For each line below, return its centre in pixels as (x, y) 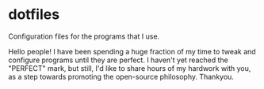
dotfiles (34, 15)
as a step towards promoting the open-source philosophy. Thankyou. (121, 76)
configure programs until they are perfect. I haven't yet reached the (118, 60)
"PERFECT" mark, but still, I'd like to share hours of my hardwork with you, (130, 68)
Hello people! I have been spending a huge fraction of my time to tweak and (132, 51)
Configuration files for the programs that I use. (84, 36)
